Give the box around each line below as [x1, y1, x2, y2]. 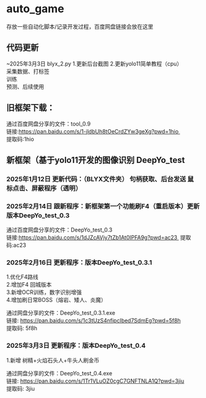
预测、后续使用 [6, 83, 44, 90]
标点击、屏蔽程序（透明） [6, 184, 82, 192]
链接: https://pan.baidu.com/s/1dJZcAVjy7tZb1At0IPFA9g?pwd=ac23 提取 [6, 234, 191, 241]
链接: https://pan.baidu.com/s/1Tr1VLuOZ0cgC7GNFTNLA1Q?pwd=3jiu [6, 377, 185, 385]
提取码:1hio [6, 135, 34, 143]
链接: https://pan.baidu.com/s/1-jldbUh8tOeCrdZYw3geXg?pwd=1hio [6, 127, 179, 135]
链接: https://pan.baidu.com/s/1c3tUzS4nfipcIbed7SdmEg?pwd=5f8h [6, 317, 181, 325]
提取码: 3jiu [6, 385, 35, 392]
